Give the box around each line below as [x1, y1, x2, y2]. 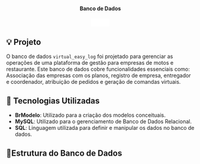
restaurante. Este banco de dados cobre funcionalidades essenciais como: [6, 66, 190, 73]
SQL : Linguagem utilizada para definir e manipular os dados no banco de [14, 124, 195, 132]
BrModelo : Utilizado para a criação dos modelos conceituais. [14, 111, 166, 119]
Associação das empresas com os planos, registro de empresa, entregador [6, 72, 191, 79]
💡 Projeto [6, 37, 41, 47]
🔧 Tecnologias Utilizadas [6, 96, 100, 106]
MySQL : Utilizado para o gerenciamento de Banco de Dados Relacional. [14, 118, 192, 125]
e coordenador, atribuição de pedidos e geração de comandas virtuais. [6, 78, 181, 86]
